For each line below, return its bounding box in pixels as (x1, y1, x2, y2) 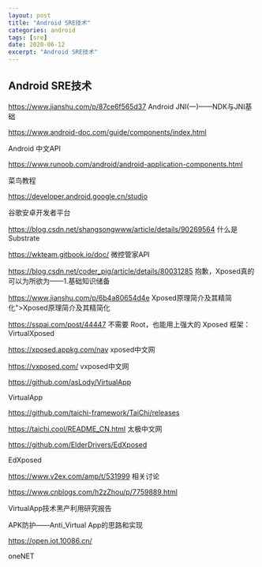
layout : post (8, 11, 51, 20)
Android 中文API (8, 144, 62, 153)
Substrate (8, 233, 40, 243)
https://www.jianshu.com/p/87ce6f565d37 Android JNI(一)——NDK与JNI (8, 102, 246, 111)
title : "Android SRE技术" (8, 19, 91, 27)
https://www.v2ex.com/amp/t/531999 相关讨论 (8, 471, 160, 481)
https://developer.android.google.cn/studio (8, 191, 148, 201)
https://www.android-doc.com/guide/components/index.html (8, 127, 207, 136)
